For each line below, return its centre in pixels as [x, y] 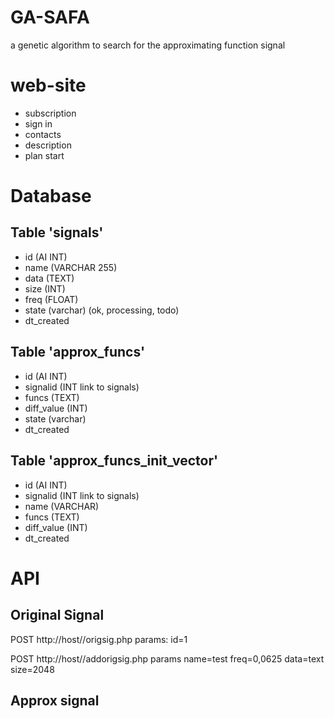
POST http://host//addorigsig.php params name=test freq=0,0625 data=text [167, 658]
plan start [44, 155]
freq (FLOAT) [51, 299]
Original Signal [57, 615]
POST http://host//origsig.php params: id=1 [99, 639]
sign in [38, 123]
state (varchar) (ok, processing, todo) [102, 310]
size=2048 [32, 669]
